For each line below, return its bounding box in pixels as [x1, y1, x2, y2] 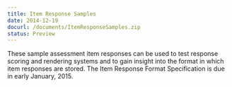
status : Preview [7, 30, 55, 37]
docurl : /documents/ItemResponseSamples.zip [7, 23, 141, 30]
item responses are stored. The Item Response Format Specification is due [7, 64, 225, 73]
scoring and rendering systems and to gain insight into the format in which [7, 57, 224, 66]
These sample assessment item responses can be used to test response [7, 50, 219, 58]
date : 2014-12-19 [7, 17, 59, 24]
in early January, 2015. [7, 72, 74, 81]
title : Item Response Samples [7, 10, 97, 18]
